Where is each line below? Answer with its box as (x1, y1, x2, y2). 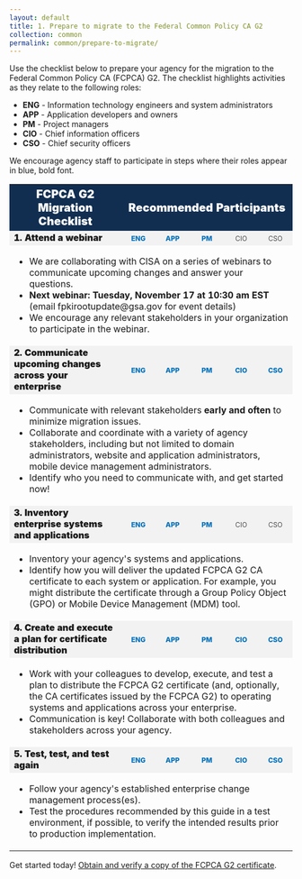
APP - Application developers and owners (22, 109, 178, 120)
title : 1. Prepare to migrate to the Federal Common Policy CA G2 (9, 22, 263, 31)
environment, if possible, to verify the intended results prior (29, 817, 280, 829)
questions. (29, 278, 74, 290)
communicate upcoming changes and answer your (29, 267, 244, 279)
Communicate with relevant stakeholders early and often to (29, 404, 281, 417)
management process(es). (29, 794, 141, 807)
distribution (13, 644, 67, 656)
